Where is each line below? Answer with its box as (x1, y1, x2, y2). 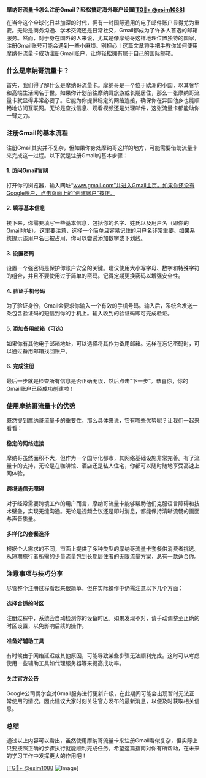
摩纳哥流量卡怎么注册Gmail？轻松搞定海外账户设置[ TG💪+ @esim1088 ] (6, 6, 185, 13)
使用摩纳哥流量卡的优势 (6, 401, 75, 410)
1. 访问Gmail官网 (6, 167, 48, 174)
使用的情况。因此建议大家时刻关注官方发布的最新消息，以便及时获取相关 (11, 697, 194, 704)
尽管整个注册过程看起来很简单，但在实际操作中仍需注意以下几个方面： (6, 584, 184, 592)
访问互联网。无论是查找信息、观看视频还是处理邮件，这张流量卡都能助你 (17, 104, 200, 112)
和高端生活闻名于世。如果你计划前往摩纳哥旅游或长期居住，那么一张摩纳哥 (6, 89, 194, 97)
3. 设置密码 (6, 249, 35, 257)
